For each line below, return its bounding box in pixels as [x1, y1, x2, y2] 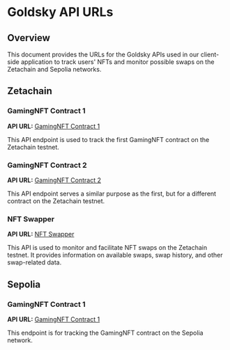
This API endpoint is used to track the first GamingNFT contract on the [7, 135, 210, 143]
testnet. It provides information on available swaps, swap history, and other [7, 251, 223, 260]
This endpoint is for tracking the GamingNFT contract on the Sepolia [7, 328, 204, 337]
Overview [7, 32, 51, 44]
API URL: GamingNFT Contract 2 [7, 175, 102, 184]
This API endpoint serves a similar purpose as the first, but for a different [7, 189, 217, 198]
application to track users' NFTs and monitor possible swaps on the [20, 58, 215, 66]
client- [200, 50, 220, 58]
